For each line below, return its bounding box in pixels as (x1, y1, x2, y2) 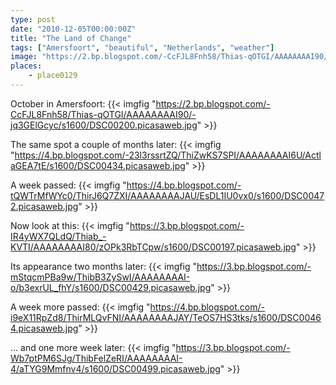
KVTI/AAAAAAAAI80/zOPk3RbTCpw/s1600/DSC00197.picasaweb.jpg (10, 241, 297, 253)
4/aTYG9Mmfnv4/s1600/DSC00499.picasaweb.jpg (10, 362, 221, 375)
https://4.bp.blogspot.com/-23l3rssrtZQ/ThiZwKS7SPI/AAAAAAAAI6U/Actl (14, 149, 322, 161)
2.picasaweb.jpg (10, 200, 79, 212)
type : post (10, 14, 56, 25)
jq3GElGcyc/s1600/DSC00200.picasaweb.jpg (10, 119, 198, 131)
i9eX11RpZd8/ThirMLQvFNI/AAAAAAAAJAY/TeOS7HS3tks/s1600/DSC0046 (10, 311, 322, 323)
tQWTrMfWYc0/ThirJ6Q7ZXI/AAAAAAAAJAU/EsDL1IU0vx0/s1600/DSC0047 (10, 189, 325, 201)
